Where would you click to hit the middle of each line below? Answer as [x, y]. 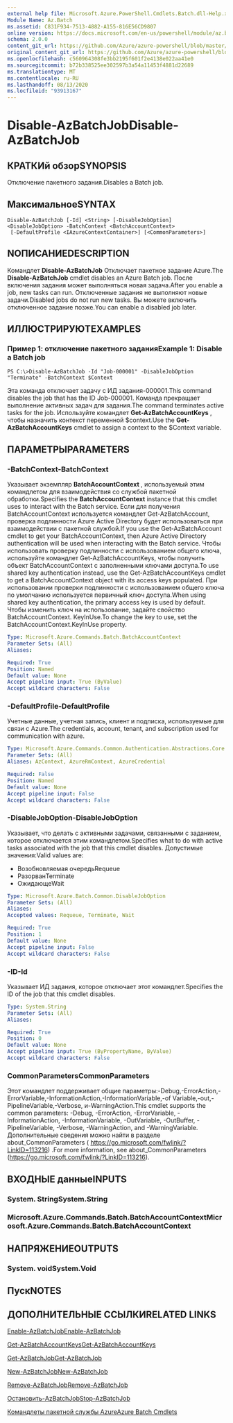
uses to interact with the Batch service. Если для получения [94, 507]
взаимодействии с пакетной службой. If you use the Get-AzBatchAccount [114, 529]
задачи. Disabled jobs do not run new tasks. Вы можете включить [102, 300]
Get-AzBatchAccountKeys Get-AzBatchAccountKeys [81, 1345]
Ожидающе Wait [41, 883]
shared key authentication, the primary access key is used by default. [106, 603]
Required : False [31, 775]
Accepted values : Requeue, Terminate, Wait [71, 916]
